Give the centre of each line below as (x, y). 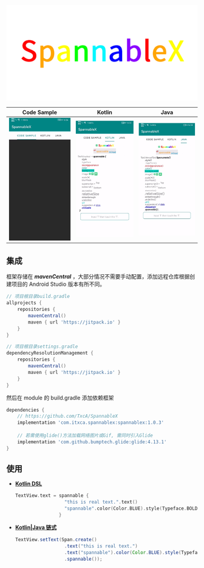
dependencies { (25, 410)
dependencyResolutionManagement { (50, 353)
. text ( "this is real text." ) (101, 546)
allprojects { (24, 303)
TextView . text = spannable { (52, 496)
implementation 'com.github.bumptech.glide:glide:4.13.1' (92, 442)
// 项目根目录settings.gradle (42, 347)
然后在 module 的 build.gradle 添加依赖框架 (60, 398)
